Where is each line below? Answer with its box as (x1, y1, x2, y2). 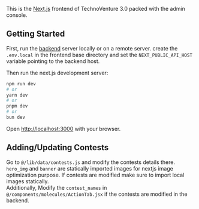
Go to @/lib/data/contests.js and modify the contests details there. (6, 159, 176, 166)
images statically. (6, 177, 49, 185)
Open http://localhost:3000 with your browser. (6, 125, 121, 132)
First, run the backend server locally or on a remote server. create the (6, 44, 178, 52)
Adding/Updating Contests (6, 142, 109, 153)
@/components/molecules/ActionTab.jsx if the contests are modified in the (6, 190, 188, 198)
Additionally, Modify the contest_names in (6, 184, 107, 191)
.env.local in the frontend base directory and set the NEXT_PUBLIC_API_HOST (6, 51, 193, 58)
